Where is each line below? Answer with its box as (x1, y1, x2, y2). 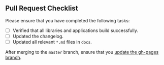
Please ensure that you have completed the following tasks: (5, 17, 130, 23)
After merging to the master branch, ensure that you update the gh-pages (5, 49, 159, 55)
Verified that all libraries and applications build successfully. (12, 27, 139, 34)
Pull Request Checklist (5, 4, 78, 13)
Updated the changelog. (12, 33, 63, 39)
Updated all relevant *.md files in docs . (12, 39, 92, 45)
